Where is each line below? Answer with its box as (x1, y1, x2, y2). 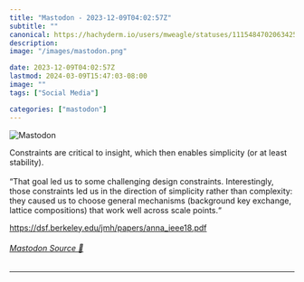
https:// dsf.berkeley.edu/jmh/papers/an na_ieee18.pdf (9, 222, 207, 233)
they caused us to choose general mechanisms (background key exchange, (9, 195, 292, 206)
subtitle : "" (9, 22, 59, 31)
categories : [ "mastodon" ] (9, 105, 107, 114)
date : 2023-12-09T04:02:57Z (9, 63, 116, 72)
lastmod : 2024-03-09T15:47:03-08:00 (9, 71, 147, 81)
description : (9, 38, 59, 48)
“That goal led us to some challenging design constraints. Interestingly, (9, 175, 274, 186)
